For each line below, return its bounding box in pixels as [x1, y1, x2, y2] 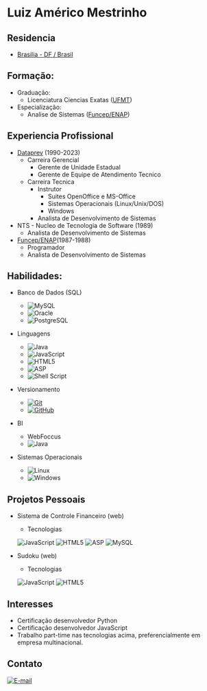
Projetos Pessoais [7, 493, 86, 505]
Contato [7, 658, 42, 670]
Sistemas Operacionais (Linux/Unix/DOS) [47, 199, 165, 207]
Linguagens [16, 329, 51, 338]
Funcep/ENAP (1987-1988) [16, 235, 91, 244]
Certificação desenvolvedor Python [16, 616, 118, 625]
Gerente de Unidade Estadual [37, 163, 121, 171]
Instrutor [37, 185, 62, 193]
